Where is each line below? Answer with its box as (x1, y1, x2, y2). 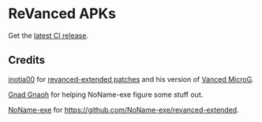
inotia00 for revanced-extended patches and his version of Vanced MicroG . (8, 74, 254, 83)
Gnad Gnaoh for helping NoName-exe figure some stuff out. (8, 90, 204, 99)
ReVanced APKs (8, 5, 117, 23)
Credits (8, 54, 46, 67)
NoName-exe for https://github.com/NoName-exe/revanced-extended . (8, 105, 239, 114)
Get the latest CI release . (8, 31, 89, 40)
